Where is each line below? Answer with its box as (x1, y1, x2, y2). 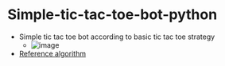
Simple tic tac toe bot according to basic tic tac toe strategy (18, 32, 215, 41)
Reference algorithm (18, 49, 87, 58)
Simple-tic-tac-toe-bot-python (7, 6, 218, 24)
